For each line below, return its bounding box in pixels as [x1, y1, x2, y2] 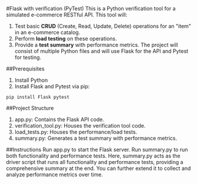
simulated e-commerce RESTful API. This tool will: [6, 11, 128, 18]
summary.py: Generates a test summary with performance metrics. [14, 135, 178, 142]
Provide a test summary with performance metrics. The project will [14, 41, 178, 48]
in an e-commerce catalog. [14, 29, 81, 36]
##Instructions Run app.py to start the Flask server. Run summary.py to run [6, 146, 188, 153]
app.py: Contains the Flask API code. [14, 116, 105, 123]
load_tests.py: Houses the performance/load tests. [14, 129, 138, 135]
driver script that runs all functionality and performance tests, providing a [6, 159, 183, 165]
